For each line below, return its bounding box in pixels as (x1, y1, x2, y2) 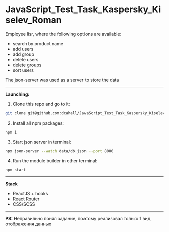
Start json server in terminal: (12, 139, 71, 145)
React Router (12, 196, 40, 202)
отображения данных (5, 221, 52, 227)
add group (12, 51, 34, 57)
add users (12, 46, 34, 52)
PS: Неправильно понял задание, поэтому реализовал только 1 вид (5, 216, 151, 222)
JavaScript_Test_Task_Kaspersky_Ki (5, 4, 161, 15)
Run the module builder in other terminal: (12, 157, 98, 164)
